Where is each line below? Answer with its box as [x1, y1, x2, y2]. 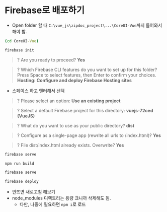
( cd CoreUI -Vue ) [5, 38, 39, 43]
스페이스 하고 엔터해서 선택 [12, 88, 65, 94]
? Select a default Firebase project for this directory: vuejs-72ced [17, 107, 153, 113]
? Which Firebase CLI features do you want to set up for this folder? [17, 66, 157, 73]
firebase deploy [5, 179, 39, 184]
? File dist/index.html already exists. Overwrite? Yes [17, 142, 124, 148]
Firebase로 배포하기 [5, 5, 85, 16]
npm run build [5, 161, 35, 166]
